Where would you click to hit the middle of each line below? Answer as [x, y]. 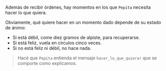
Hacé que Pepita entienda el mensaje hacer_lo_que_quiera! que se [87, 58]
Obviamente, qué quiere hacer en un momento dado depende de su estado [83, 22]
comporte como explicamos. [47, 63]
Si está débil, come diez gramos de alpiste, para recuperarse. [76, 38]
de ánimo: [16, 28]
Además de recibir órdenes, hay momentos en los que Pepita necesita [78, 7]
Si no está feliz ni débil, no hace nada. [52, 48]
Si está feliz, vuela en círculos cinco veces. [57, 43]
